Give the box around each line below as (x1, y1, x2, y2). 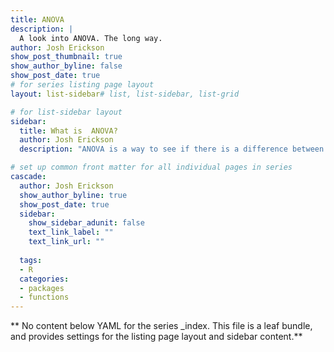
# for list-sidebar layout (10, 107, 123, 117)
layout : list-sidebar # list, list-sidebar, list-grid (10, 89, 240, 99)
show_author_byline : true (19, 190, 128, 200)
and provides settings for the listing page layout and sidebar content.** (10, 331, 303, 343)
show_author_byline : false (10, 61, 123, 71)
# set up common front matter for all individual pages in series (10, 162, 293, 173)
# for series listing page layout (10, 80, 155, 90)
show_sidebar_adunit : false (28, 218, 145, 228)
